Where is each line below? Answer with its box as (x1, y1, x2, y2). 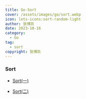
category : (5, 30, 26, 35)
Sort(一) (12, 77, 29, 83)
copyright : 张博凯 (5, 49, 41, 54)
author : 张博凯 (5, 21, 34, 26)
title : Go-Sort (5, 7, 37, 12)
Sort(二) (12, 88, 29, 94)
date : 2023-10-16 (5, 26, 41, 31)
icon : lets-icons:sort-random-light (5, 16, 81, 21)
